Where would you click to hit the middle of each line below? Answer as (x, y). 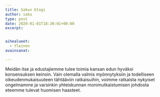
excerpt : (14, 28)
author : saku (19, 14)
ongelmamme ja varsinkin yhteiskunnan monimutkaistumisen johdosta (77, 85)
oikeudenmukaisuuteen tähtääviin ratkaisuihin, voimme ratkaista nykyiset (80, 79)
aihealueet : (17, 42)
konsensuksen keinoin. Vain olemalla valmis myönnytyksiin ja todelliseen (80, 74)
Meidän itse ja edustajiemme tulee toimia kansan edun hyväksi (69, 69)
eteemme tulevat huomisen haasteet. (43, 90)
